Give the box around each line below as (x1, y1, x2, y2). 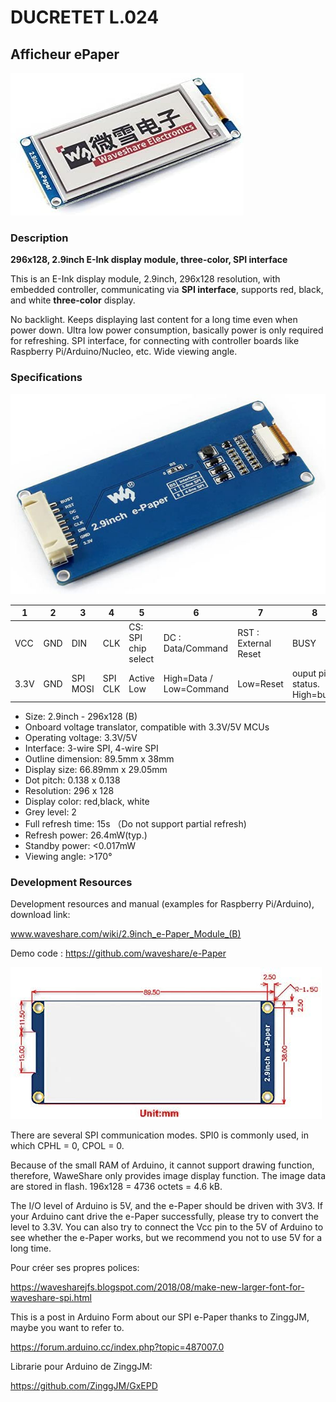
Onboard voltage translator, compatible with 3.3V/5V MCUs (24, 721, 270, 733)
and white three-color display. (10, 294, 136, 306)
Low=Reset (237, 677, 284, 690)
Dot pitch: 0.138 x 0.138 (24, 774, 121, 786)
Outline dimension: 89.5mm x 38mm (24, 753, 175, 765)
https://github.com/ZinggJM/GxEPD (10, 1380, 158, 1392)
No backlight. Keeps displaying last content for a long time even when (10, 314, 298, 326)
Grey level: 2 (24, 806, 77, 818)
